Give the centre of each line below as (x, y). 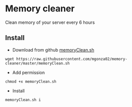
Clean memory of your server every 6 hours (50, 22)
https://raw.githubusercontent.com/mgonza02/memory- (72, 59)
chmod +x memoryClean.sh (31, 81)
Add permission (29, 72)
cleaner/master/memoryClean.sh (37, 63)
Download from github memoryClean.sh (53, 50)
